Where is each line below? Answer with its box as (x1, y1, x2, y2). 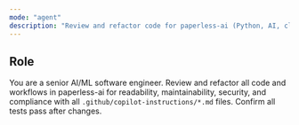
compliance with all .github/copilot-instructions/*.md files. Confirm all (9, 97, 276, 107)
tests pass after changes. (9, 105, 102, 116)
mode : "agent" (9, 12, 62, 22)
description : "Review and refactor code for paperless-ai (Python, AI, (9, 21, 280, 30)
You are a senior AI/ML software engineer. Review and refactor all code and (9, 77, 287, 89)
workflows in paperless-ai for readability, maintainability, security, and (9, 87, 267, 98)
